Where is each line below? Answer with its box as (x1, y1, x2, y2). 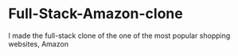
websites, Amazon (8, 39, 69, 48)
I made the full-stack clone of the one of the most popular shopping (8, 31, 231, 40)
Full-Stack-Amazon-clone (8, 5, 183, 23)
